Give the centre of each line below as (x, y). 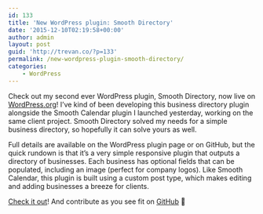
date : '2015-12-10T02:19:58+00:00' (66, 30)
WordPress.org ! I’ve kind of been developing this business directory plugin (129, 104)
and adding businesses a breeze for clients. (79, 186)
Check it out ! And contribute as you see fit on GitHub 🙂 (97, 201)
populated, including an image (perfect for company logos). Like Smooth (126, 169)
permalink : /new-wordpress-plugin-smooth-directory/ (96, 60)
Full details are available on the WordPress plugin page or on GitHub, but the (131, 144)
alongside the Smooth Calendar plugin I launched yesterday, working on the (131, 112)
